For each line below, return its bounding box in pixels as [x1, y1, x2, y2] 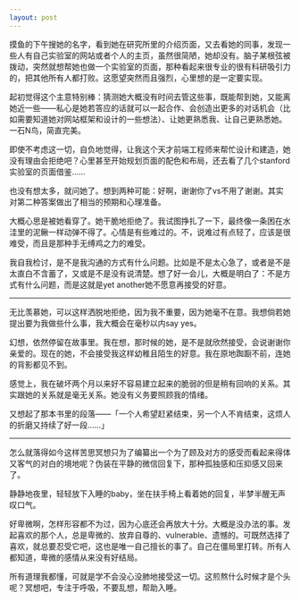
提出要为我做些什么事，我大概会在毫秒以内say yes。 [9, 317, 202, 328]
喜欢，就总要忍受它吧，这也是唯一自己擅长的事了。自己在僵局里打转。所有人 [9, 540, 291, 551]
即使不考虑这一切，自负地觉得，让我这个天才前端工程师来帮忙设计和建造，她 [9, 144, 291, 155]
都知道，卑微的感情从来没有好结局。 [9, 552, 143, 563]
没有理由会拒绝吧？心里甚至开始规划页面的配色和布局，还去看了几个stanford [9, 155, 290, 165]
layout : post [9, 13, 58, 22]
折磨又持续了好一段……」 [16, 419, 110, 430]
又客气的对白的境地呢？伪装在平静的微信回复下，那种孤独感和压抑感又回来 [9, 458, 283, 469]
